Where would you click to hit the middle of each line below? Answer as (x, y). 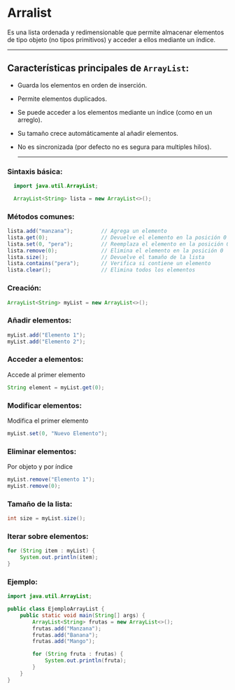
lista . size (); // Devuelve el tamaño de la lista (106, 257)
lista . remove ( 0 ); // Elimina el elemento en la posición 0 (115, 251)
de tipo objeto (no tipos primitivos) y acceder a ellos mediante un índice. (111, 39)
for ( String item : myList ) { (51, 551)
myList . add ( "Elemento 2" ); (47, 342)
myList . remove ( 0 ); (34, 486)
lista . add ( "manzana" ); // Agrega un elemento (87, 231)
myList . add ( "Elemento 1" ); (47, 335)
